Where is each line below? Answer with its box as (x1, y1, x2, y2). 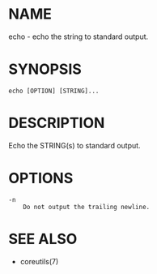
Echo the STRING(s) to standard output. (8, 140, 141, 150)
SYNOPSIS (8, 60, 83, 79)
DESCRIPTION (8, 114, 105, 132)
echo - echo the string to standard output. (8, 32, 149, 41)
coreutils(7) (19, 256, 59, 266)
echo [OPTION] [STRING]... (8, 87, 100, 95)
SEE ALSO (8, 229, 78, 248)
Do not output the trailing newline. (23, 203, 151, 211)
